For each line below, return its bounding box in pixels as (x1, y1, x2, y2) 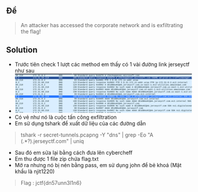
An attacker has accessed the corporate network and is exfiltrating (20, 21, 183, 28)
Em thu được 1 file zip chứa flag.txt (14, 155, 99, 162)
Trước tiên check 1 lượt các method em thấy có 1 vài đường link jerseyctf (14, 60, 190, 68)
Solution (6, 45, 38, 55)
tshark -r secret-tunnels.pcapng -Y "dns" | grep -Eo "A (20, 131, 154, 138)
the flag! (20, 28, 41, 35)
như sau (14, 67, 35, 74)
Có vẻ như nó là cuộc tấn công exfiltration (14, 113, 117, 121)
